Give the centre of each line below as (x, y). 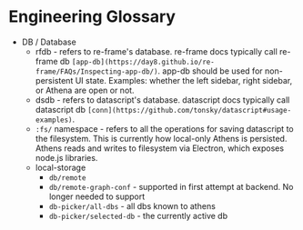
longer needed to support (97, 196)
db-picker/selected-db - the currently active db (138, 215)
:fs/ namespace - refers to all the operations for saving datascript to (164, 128)
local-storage (61, 167)
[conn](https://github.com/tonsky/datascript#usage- (189, 110)
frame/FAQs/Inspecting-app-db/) (96, 71)
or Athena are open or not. (85, 90)
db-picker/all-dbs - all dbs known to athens (132, 205)
